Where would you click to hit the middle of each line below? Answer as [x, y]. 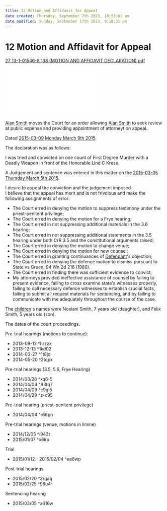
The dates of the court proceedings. [43, 324]
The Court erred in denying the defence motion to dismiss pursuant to [85, 262]
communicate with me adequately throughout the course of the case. [84, 299]
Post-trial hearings [24, 469]
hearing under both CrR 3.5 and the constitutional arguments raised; [83, 240]
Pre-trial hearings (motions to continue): [47, 334]
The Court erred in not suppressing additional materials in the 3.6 [80, 225]
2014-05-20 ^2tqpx [32, 359]
